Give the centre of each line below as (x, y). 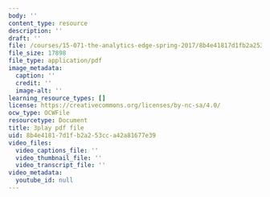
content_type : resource (48, 23)
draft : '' (25, 38)
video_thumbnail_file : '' (59, 158)
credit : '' (34, 83)
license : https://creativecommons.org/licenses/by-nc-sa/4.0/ (115, 105)
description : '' (35, 31)
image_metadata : (35, 68)
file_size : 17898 (37, 53)
